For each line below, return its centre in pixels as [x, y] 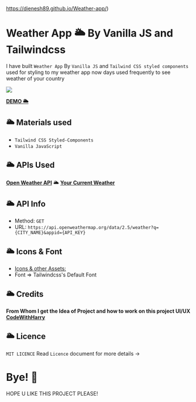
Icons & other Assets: [40, 269]
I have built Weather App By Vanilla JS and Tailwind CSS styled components [97, 66]
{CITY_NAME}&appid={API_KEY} [50, 233]
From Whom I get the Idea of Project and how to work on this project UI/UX [98, 311]
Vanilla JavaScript [38, 146]
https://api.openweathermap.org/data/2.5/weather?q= [93, 228]
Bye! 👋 [22, 377]
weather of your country [35, 78]
